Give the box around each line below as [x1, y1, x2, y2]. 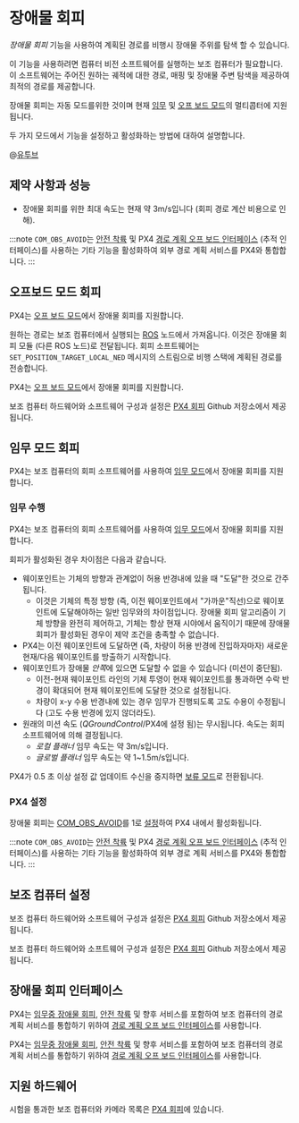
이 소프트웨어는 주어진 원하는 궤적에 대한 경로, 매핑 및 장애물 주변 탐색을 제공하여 [9, 69, 290, 81]
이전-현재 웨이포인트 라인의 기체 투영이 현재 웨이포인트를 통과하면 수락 [35, 673, 280, 685]
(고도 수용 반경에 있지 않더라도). [45, 707, 156, 718]
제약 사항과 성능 [9, 178, 91, 193]
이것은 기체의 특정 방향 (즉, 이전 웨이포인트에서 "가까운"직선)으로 [35, 595, 262, 606]
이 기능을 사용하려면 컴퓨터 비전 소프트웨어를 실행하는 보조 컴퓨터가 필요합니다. [9, 58, 284, 69]
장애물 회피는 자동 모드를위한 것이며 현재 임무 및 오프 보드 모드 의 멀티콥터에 [9, 99, 271, 110]
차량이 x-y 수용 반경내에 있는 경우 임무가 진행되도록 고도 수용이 [35, 695, 255, 707]
